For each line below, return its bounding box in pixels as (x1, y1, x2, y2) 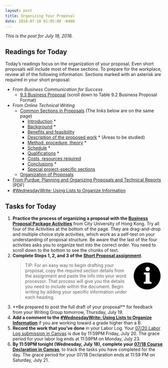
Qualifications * (27, 150, 59, 156)
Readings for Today (5, 48, 67, 56)
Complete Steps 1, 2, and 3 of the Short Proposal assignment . (12, 253, 142, 258)
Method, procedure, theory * (27, 140, 86, 146)
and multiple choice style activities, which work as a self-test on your (12, 231, 155, 237)
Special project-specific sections (27, 166, 95, 172)
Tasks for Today (5, 202, 56, 210)
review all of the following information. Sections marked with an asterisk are (5, 72, 161, 78)
